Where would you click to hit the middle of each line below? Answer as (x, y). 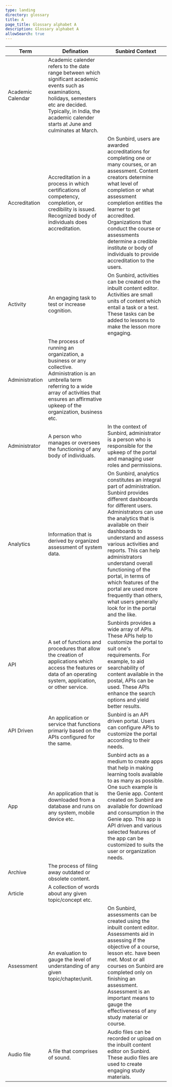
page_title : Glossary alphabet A (41, 24)
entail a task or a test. (133, 307)
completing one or (130, 158)
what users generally (133, 602)
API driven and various (135, 825)
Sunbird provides (128, 493)
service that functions (74, 724)
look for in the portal (132, 608)
